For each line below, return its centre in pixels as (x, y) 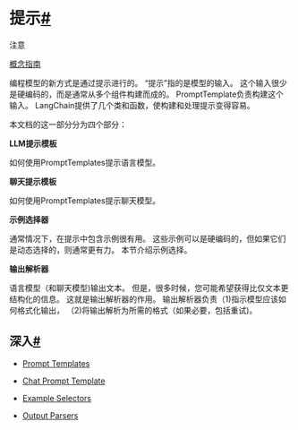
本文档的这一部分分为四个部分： (68, 124)
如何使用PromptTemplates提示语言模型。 (85, 162)
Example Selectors (57, 398)
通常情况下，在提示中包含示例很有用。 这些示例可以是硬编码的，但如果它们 (148, 238)
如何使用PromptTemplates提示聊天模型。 (85, 200)
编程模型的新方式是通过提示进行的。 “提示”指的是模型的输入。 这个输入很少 (149, 82)
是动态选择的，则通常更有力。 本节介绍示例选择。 (101, 249)
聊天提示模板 (33, 181)
